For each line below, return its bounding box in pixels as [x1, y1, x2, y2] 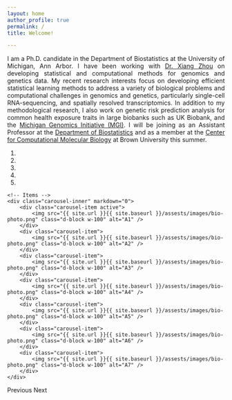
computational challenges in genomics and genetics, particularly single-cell [7, 92, 225, 100]
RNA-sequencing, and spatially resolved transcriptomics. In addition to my [7, 98, 225, 107]
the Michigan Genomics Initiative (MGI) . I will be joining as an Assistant [7, 121, 225, 129]
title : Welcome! [7, 29, 54, 37]
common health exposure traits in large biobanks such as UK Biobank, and [7, 114, 225, 122]
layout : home [7, 10, 45, 17]
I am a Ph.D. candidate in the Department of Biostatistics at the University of [7, 55, 225, 63]
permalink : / [7, 23, 45, 30]
